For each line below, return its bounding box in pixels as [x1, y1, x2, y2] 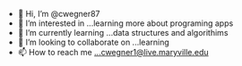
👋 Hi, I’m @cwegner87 [17, 9, 100, 19]
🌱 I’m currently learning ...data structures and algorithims [17, 28, 229, 37]
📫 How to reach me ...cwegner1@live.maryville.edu [17, 47, 209, 57]
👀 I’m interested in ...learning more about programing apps [17, 18, 234, 29]
